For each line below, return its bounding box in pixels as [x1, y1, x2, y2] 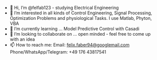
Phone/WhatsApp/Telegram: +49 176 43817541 [9, 49, 106, 55]
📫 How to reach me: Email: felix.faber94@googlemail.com [9, 42, 130, 48]
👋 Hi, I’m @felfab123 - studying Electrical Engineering [9, 5, 119, 10]
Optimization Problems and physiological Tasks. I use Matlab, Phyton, [9, 15, 152, 21]
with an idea [9, 36, 35, 42]
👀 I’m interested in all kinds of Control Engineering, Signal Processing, [9, 10, 153, 16]
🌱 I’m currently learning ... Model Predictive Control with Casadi [9, 26, 140, 32]
